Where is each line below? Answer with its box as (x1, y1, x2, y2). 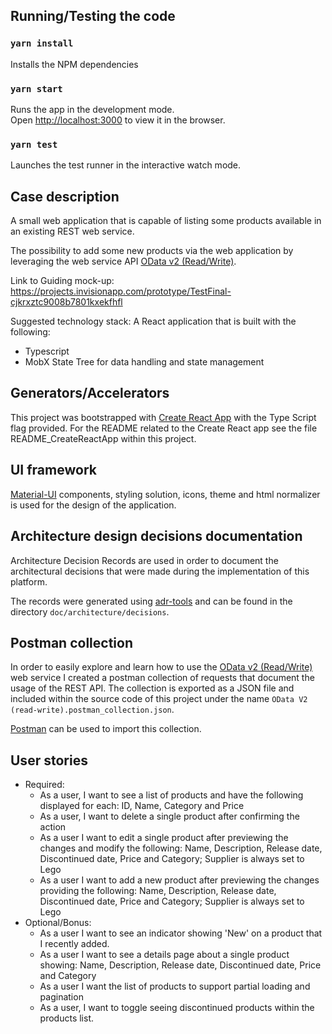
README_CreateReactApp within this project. (10, 432, 197, 444)
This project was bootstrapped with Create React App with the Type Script (10, 411, 317, 423)
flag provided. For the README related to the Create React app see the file (10, 422, 318, 434)
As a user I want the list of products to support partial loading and (39, 980, 311, 993)
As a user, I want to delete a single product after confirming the (39, 810, 300, 823)
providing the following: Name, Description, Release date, (39, 885, 277, 897)
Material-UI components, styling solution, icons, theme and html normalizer (10, 488, 321, 500)
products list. (39, 1012, 95, 1024)
